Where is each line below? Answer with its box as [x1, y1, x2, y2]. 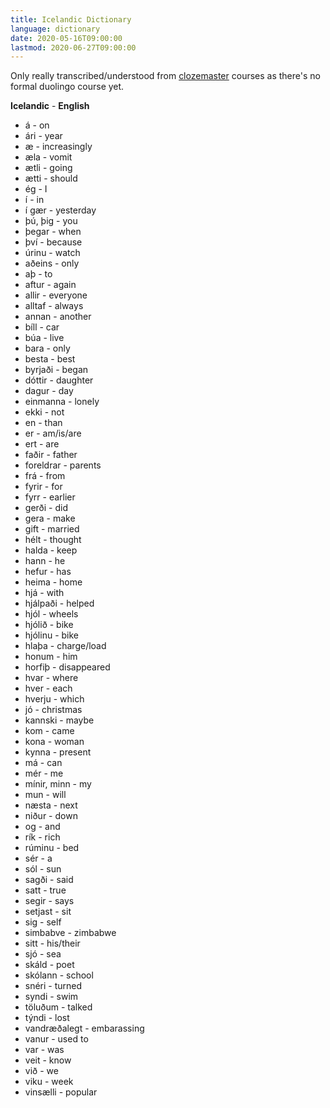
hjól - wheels [24, 608, 79, 620]
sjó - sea [24, 948, 62, 960]
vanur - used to [24, 1033, 89, 1045]
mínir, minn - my [24, 778, 92, 790]
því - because [24, 236, 83, 248]
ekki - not [24, 406, 65, 418]
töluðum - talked [24, 1001, 93, 1013]
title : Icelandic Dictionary [10, 14, 132, 25]
